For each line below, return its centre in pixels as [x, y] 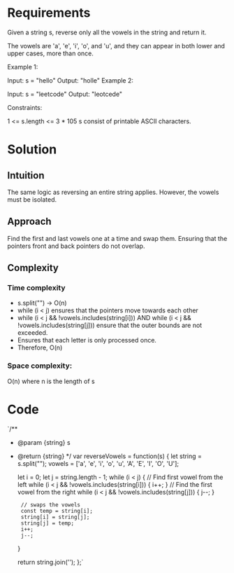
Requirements [49, 13]
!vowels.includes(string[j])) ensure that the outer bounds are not [110, 325]
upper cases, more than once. [51, 53]
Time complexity [36, 288]
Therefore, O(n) [40, 347]
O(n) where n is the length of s [51, 381]
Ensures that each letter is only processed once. [87, 340]
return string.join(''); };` [50, 562]
